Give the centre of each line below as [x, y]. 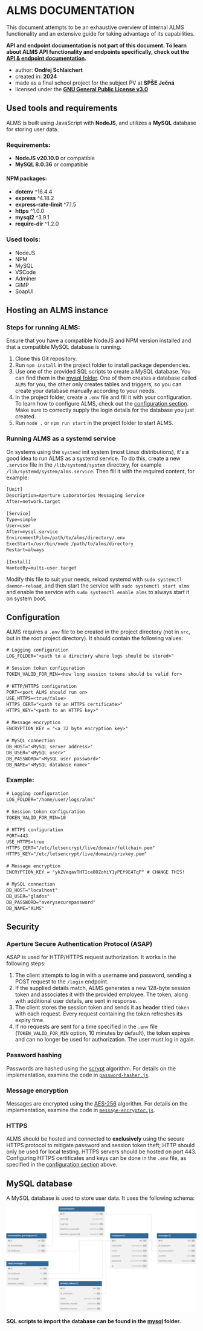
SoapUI [24, 291]
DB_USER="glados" [28, 896]
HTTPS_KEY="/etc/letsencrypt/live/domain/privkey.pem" [77, 854]
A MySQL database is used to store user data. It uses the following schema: [101, 1198]
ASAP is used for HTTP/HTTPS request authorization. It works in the [91, 957]
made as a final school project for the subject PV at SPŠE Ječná [95, 83]
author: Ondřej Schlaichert [49, 70]
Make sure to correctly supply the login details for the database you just [105, 410]
